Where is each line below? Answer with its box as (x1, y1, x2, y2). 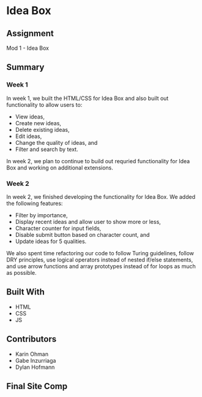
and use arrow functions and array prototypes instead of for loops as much (6, 262, 196, 270)
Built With (6, 287, 45, 298)
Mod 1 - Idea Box (6, 44, 49, 52)
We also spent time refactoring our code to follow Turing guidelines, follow (6, 249, 195, 256)
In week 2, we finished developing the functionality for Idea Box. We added (6, 193, 196, 200)
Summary (6, 62, 45, 72)
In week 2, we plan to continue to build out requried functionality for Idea (6, 157, 190, 164)
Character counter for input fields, (15, 225, 102, 232)
